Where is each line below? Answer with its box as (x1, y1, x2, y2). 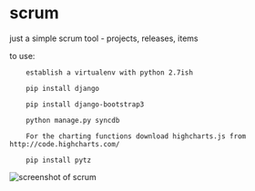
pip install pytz (25, 156, 92, 165)
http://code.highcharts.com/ (9, 139, 120, 148)
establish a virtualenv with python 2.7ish (25, 67, 194, 77)
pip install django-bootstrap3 (25, 99, 145, 109)
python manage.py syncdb (25, 116, 120, 125)
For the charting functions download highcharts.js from (25, 131, 247, 141)
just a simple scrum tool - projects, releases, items (9, 33, 199, 44)
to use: (9, 50, 36, 61)
